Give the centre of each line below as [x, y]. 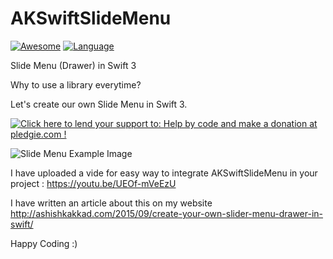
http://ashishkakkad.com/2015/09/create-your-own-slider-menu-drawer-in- [167, 213]
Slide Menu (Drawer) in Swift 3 [73, 65]
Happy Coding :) [44, 243]
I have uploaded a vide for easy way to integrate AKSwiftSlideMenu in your [164, 173]
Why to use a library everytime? [76, 84]
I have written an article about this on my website [111, 203]
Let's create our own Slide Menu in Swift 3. [99, 104]
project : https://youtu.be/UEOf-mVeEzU [93, 183]
